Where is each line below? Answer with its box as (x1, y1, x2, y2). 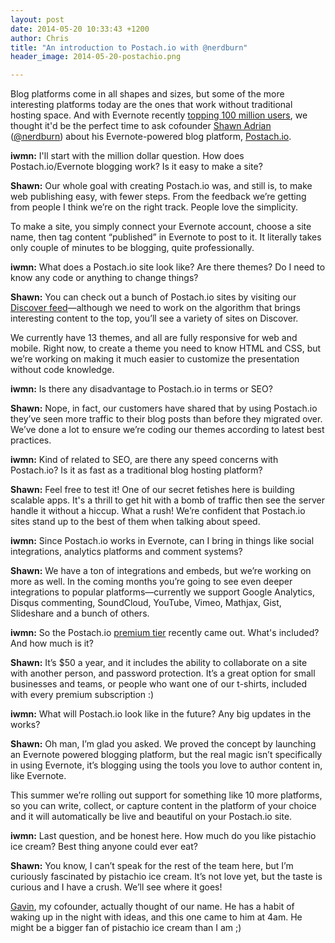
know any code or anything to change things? (10, 272, 199, 284)
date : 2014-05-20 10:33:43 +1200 (10, 24, 150, 34)
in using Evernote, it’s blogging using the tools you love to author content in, (10, 759, 323, 771)
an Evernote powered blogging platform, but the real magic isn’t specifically (10, 749, 323, 761)
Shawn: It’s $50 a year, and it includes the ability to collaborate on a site (10, 657, 308, 669)
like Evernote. (10, 770, 67, 782)
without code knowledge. (10, 364, 115, 376)
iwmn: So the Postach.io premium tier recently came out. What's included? (10, 627, 320, 639)
